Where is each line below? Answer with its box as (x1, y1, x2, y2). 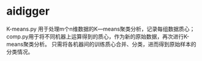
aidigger (6, 4, 50, 18)
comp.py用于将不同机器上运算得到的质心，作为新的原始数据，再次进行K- (6, 32, 190, 40)
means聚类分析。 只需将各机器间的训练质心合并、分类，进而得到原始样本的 (6, 40, 197, 48)
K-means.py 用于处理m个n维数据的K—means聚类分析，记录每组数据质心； (6, 25, 195, 32)
